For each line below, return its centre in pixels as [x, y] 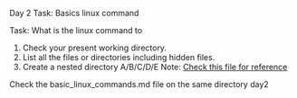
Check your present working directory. [95, 48]
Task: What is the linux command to [76, 30]
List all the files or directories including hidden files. [119, 57]
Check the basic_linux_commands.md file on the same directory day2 [139, 84]
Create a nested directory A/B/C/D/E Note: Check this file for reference [155, 67]
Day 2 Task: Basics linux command [74, 13]
